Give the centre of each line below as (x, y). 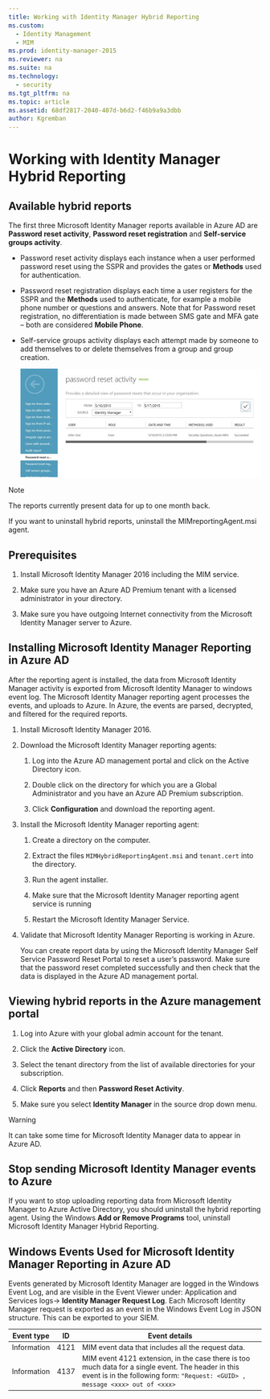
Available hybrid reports (70, 206)
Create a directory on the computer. (91, 840)
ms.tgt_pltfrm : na (39, 93)
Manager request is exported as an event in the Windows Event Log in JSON (135, 1309)
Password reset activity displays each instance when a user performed (137, 258)
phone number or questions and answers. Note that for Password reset (137, 308)
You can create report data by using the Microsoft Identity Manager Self (139, 950)
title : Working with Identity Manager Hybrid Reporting (104, 17)
